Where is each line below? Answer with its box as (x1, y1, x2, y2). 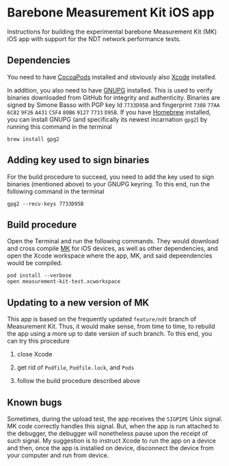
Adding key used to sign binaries (7, 154, 150, 166)
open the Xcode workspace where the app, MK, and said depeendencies (7, 252, 213, 260)
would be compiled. (7, 259, 63, 267)
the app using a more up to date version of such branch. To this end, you (7, 330, 213, 338)
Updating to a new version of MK (7, 297, 149, 308)
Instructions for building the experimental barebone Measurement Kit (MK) (7, 27, 217, 36)
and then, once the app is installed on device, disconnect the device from (7, 444, 214, 452)
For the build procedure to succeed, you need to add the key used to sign (7, 173, 214, 181)
